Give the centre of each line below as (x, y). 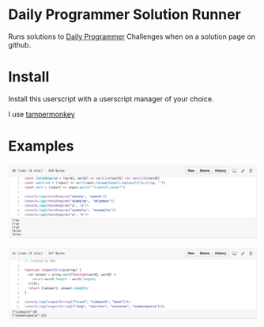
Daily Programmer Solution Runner (124, 15)
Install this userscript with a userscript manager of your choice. (111, 99)
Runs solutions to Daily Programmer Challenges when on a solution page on (132, 36)
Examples (41, 146)
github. (20, 44)
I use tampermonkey (41, 114)
